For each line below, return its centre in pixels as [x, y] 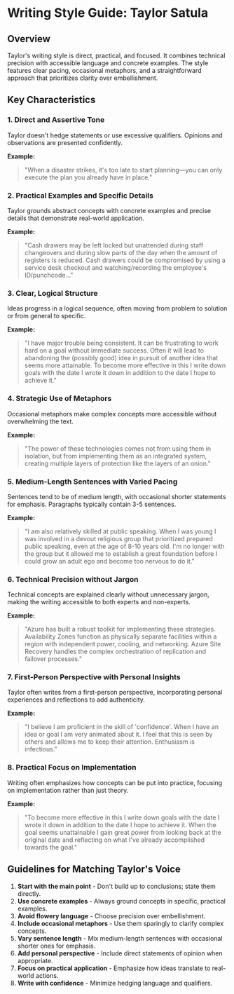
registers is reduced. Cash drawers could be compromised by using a [125, 260]
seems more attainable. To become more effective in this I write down [125, 365]
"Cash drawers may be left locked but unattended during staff [114, 245]
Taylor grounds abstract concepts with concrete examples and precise [109, 210]
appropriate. [35, 960]
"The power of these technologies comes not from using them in [118, 448]
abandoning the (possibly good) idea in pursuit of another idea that [121, 358]
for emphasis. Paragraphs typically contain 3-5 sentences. [92, 504]
